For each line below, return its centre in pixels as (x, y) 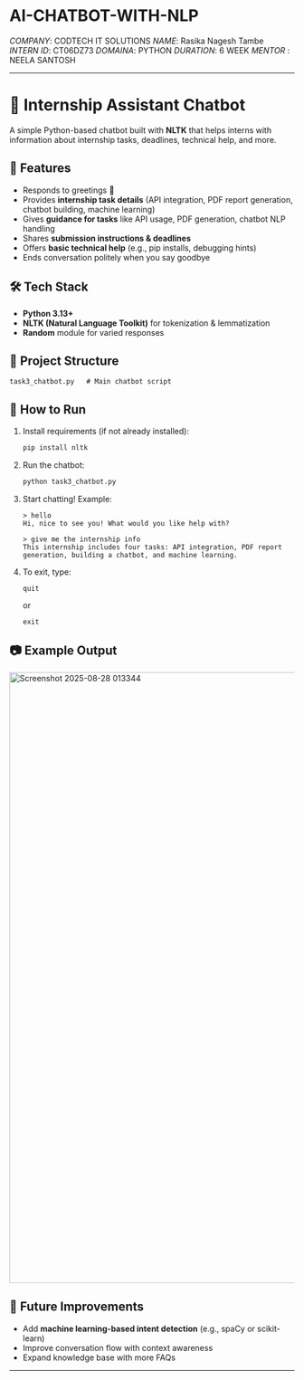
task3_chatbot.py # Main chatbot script (90, 382)
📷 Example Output (63, 651)
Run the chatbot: (53, 465)
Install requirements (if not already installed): (106, 432)
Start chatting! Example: (67, 499)
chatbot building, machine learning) (89, 209)
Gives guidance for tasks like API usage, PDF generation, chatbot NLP (154, 219)
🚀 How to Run (48, 409)
